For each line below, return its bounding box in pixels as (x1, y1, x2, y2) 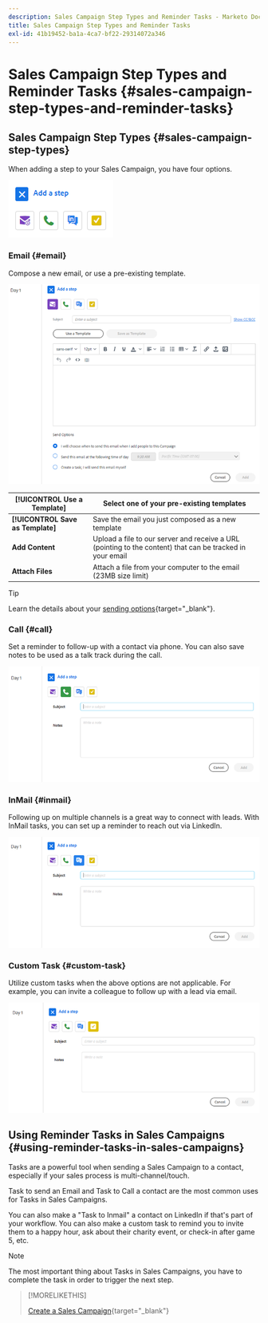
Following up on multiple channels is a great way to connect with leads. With (8, 812, 260, 822)
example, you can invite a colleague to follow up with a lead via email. (8, 986, 238, 996)
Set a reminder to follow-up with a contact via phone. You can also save (8, 642, 245, 652)
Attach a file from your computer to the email (93, 562, 240, 572)
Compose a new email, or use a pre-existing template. (8, 268, 186, 278)
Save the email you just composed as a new (93, 515, 237, 525)
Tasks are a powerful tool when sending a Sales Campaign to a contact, (8, 1162, 244, 1171)
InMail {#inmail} (8, 794, 72, 806)
